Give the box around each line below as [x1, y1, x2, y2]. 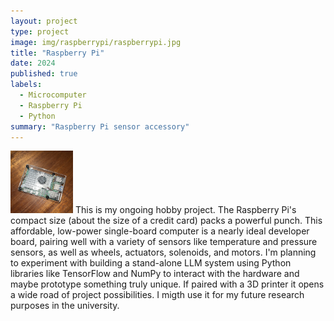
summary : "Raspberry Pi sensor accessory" [10, 121, 190, 132]
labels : [10, 80, 43, 90]
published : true [10, 69, 78, 79]
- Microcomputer [19, 90, 87, 100]
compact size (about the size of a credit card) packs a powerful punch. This [10, 215, 323, 227]
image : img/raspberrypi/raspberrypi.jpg [10, 37, 182, 47]
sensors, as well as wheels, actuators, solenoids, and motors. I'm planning [10, 246, 317, 259]
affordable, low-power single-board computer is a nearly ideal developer [10, 225, 310, 237]
